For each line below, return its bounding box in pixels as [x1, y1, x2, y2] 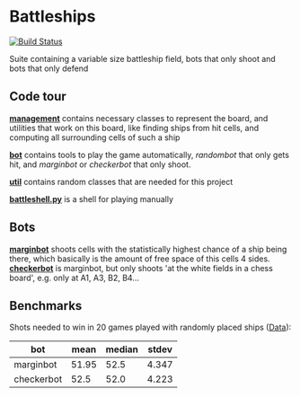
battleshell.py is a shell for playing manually [9, 193, 173, 204]
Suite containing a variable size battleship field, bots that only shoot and [9, 53, 276, 64]
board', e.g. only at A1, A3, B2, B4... [9, 272, 139, 283]
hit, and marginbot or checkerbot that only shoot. [9, 159, 191, 170]
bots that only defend [9, 63, 89, 74]
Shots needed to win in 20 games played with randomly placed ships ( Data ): [9, 322, 292, 333]
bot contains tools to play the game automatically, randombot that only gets [9, 149, 290, 160]
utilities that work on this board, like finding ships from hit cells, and [9, 122, 259, 133]
